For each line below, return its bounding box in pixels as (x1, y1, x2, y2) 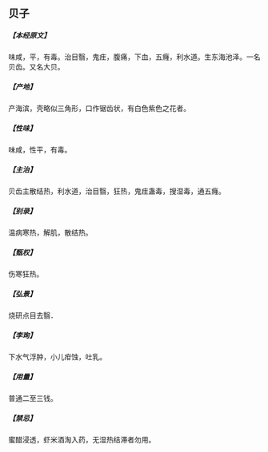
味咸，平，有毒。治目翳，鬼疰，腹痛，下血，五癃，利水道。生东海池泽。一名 (8, 52, 261, 61)
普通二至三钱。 (8, 394, 58, 403)
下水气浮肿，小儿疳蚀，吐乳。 (8, 352, 106, 362)
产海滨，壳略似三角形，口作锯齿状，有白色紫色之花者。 (8, 104, 190, 113)
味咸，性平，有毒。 (8, 145, 72, 155)
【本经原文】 (8, 30, 50, 40)
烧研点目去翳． (8, 311, 58, 320)
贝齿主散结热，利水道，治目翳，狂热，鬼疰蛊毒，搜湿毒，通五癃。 (8, 186, 226, 196)
